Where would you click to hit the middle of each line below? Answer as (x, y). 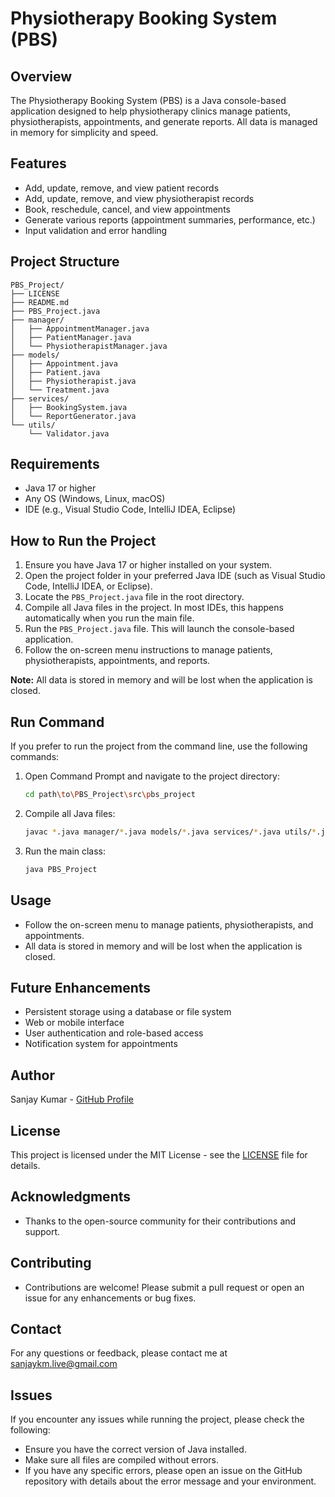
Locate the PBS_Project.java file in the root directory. (134, 597)
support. (42, 1231)
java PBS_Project (61, 869)
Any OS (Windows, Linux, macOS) (95, 499)
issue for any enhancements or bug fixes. (110, 1298)
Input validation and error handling (96, 230)
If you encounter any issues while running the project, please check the (157, 1419)
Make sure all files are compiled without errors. (121, 1460)
